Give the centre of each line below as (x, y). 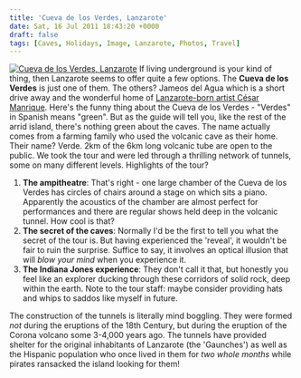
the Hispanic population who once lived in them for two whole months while (150, 354)
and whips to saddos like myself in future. (100, 298)
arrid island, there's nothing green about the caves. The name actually (140, 127)
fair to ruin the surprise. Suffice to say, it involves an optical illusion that (155, 250)
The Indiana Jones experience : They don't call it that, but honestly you (155, 269)
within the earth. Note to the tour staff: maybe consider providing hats (152, 289)
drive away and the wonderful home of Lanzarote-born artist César (134, 98)
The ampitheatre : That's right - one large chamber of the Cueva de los (155, 183)
